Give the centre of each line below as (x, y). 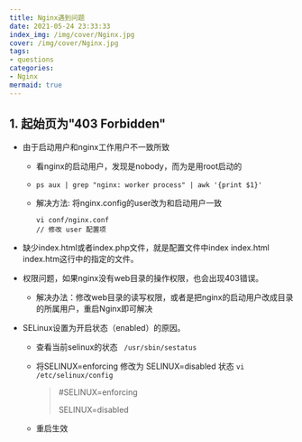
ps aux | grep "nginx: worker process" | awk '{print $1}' (149, 185)
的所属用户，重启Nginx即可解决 (94, 309)
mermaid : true (36, 85)
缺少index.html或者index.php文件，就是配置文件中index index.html (146, 248)
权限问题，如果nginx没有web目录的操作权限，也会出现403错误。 (143, 278)
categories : (32, 69)
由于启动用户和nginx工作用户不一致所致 (96, 147)
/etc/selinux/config (74, 376)
